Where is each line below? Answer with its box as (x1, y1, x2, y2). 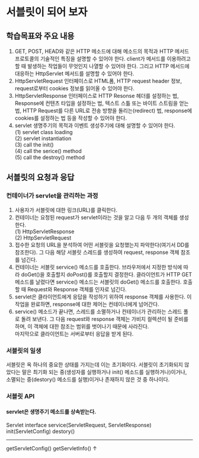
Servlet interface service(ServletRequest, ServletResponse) (6, 422, 152, 429)
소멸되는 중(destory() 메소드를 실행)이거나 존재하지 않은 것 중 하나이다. (6, 376, 170, 383)
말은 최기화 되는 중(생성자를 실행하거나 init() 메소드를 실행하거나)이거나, (21, 368, 187, 376)
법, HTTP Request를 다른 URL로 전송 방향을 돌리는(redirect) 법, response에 (14, 107, 192, 114)
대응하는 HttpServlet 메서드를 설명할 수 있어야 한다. (14, 70, 134, 77)
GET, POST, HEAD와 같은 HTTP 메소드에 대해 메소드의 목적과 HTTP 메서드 (14, 48, 190, 55)
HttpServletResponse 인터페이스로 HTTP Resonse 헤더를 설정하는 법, (14, 93, 179, 99)
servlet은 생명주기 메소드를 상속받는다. (6, 408, 97, 415)
